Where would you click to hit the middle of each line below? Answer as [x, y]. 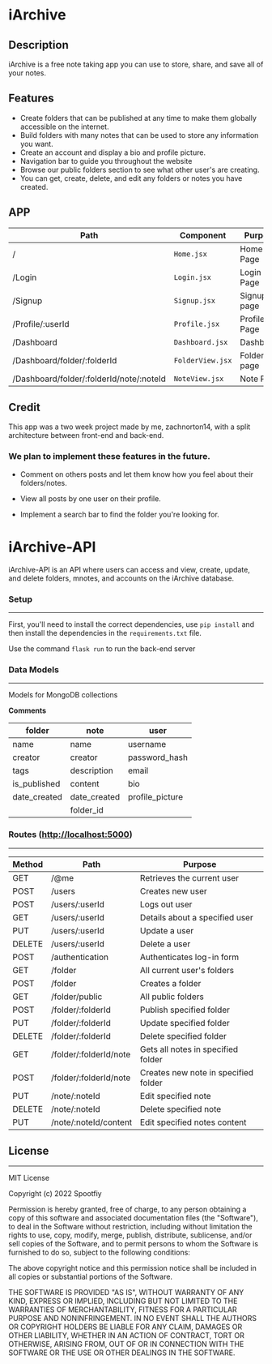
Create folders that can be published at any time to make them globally [138, 118]
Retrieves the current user [190, 877]
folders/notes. [43, 483]
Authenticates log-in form [190, 957]
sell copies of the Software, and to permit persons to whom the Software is [134, 1244]
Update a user [167, 930]
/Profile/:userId [41, 324]
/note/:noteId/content [92, 1122]
